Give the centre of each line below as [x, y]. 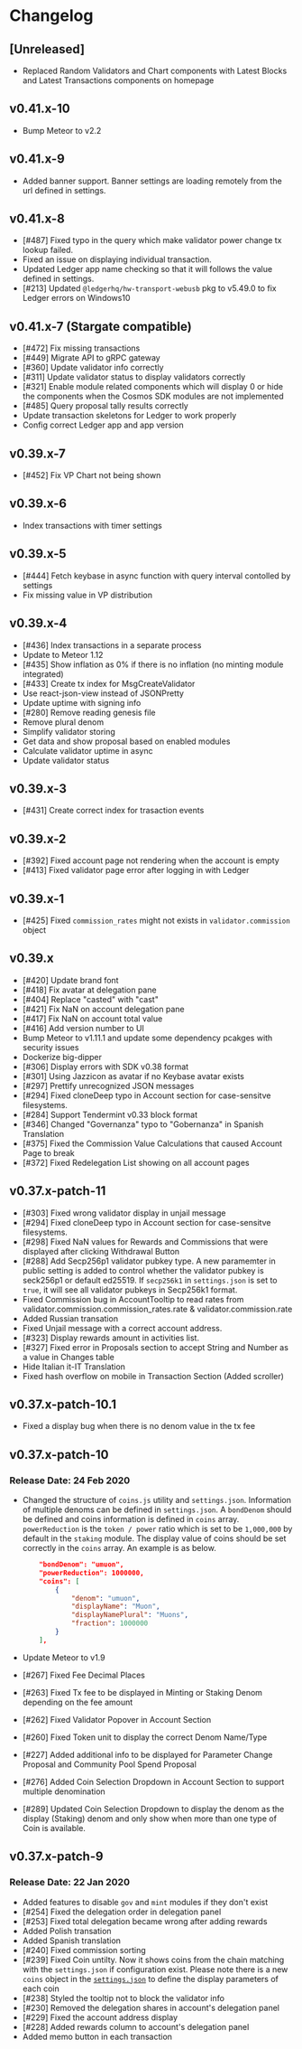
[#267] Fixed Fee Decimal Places [84, 1675]
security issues [50, 1047]
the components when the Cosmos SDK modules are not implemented [153, 396]
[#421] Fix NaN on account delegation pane [103, 1009]
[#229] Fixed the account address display [100, 2017]
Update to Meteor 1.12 [63, 654]
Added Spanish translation [72, 1941]
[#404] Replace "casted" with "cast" [91, 999]
